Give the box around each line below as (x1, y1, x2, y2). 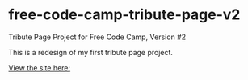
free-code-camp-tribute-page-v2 (8, 6, 241, 24)
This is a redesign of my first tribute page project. (8, 47, 174, 57)
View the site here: (8, 62, 71, 73)
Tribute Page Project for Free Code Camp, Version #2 (8, 32, 187, 42)
